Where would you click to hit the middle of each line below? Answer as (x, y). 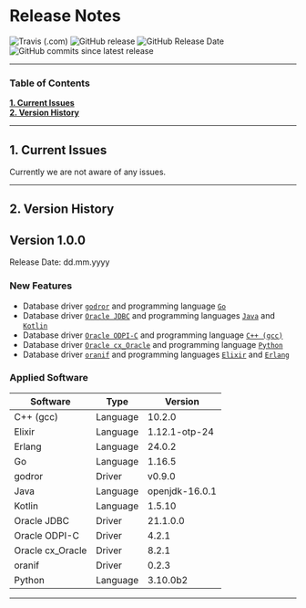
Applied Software (49, 378)
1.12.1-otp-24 (180, 432)
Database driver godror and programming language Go (124, 306)
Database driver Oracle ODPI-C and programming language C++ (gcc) (153, 335)
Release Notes (65, 16)
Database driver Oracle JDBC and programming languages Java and (149, 315)
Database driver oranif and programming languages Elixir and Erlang (156, 354)
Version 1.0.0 (48, 240)
